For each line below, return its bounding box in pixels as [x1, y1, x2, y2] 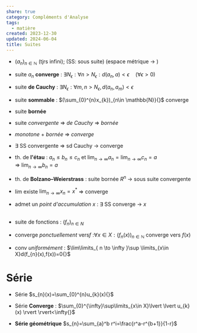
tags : [6, 20, 20, 25]
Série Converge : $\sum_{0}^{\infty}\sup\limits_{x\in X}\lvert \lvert [14, 302, 176, 309]
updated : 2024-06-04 [6, 36, 57, 42]
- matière [11, 25, 35, 31]
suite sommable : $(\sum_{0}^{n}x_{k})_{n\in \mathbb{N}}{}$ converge [14, 96, 189, 104]
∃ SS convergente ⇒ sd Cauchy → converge [14, 143, 124, 150]
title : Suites [6, 42, 41, 48]
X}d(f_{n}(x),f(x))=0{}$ [14, 250, 71, 257]
